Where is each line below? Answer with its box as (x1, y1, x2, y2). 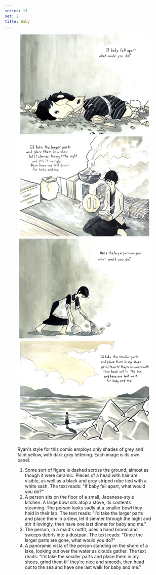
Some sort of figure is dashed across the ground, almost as (24, 467, 149, 473)
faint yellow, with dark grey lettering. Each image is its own (17, 452, 140, 458)
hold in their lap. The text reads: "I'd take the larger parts (24, 510, 143, 516)
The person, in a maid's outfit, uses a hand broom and (24, 527, 138, 533)
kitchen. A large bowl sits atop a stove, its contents (24, 499, 131, 506)
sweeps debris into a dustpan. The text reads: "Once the (24, 532, 143, 538)
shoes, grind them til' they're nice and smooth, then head (24, 559, 145, 565)
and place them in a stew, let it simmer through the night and (24, 515, 151, 522)
